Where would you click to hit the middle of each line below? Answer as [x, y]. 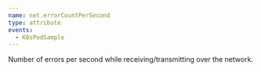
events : [21, 30]
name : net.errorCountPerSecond [59, 15]
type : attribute [34, 23]
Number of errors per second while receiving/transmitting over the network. [130, 59]
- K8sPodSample [40, 37]
